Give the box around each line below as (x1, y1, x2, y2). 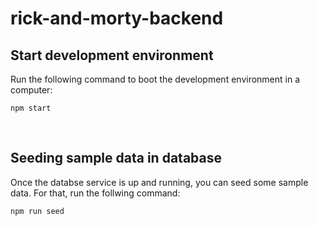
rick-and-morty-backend (10, 7, 224, 30)
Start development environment (10, 47, 214, 64)
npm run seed (10, 206, 65, 216)
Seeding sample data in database (10, 150, 222, 167)
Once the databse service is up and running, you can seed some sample (10, 176, 309, 188)
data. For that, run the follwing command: (10, 187, 181, 199)
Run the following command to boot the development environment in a (10, 73, 301, 85)
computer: (10, 84, 53, 96)
